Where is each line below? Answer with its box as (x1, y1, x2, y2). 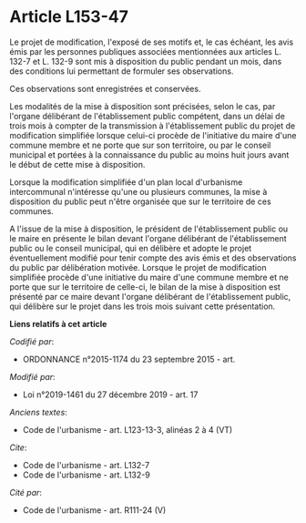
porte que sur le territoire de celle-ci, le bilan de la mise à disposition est (9, 281, 280, 292)
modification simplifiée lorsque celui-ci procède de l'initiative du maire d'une (9, 129, 297, 140)
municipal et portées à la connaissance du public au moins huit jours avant (9, 149, 290, 160)
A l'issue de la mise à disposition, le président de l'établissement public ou (9, 223, 289, 234)
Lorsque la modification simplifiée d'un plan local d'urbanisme (9, 176, 243, 188)
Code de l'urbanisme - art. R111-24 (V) (22, 504, 167, 516)
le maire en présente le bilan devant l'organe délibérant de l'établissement (9, 232, 287, 243)
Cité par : (9, 487, 43, 497)
